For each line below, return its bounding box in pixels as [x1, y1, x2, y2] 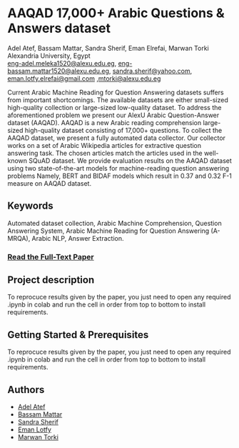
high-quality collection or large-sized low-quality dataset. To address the [7, 103, 222, 111]
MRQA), [7, 234, 31, 242]
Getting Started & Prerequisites [7, 329, 149, 341]
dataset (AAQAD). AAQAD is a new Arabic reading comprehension [7, 118, 202, 126]
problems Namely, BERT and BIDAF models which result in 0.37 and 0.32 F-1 [7, 171, 232, 180]
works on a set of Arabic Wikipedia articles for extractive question [7, 141, 202, 149]
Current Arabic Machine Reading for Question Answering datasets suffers [7, 88, 224, 96]
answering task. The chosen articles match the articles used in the [7, 149, 203, 157]
